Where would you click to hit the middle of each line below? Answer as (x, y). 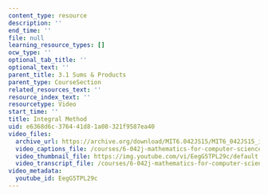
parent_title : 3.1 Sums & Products (67, 75)
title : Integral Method (48, 119)
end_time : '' (30, 30)
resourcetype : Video (43, 104)
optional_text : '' (39, 68)
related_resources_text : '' (55, 90)
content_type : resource (48, 16)
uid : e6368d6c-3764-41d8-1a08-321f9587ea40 (82, 127)
